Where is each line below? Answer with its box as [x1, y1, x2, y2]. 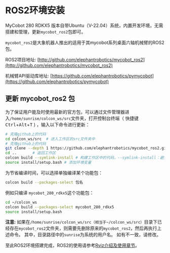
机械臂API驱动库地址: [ [5, 73, 52, 79]
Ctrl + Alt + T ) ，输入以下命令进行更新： [5, 121, 90, 127]
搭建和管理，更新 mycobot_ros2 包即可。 [5, 28, 86, 34]
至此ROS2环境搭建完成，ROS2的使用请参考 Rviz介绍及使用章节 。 [5, 242, 140, 248]
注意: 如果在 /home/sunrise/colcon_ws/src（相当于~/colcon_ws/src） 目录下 [5, 219, 158, 225]
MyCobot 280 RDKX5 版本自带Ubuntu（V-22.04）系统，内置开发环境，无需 [5, 22, 163, 28]
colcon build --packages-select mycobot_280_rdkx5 [5, 204, 114, 209]
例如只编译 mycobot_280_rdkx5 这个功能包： [5, 190, 94, 196]
